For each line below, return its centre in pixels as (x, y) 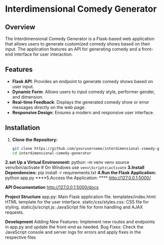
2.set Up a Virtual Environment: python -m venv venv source (67, 163)
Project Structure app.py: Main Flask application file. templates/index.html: (81, 197)
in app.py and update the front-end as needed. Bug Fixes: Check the (74, 227)
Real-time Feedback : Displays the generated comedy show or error (81, 102)
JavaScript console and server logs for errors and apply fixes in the (73, 232)
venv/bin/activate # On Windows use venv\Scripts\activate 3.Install (75, 167)
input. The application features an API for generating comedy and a (73, 49)
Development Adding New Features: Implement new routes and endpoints (80, 222)
